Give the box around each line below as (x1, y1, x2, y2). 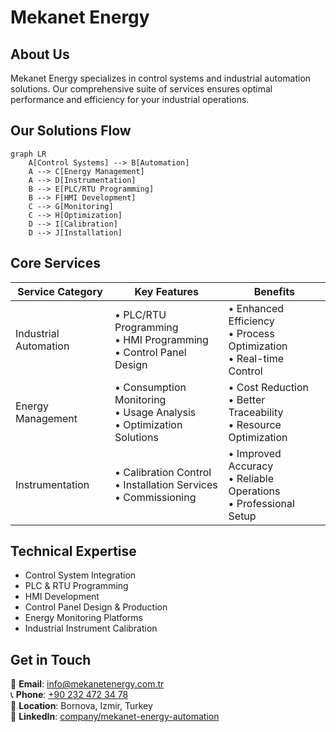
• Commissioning (114, 490, 197, 504)
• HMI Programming (114, 332, 209, 346)
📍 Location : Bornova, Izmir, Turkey (10, 700, 153, 712)
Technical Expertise (10, 543, 137, 560)
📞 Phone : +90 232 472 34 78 (10, 689, 129, 701)
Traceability (228, 405, 284, 419)
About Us (10, 46, 70, 63)
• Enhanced (228, 301, 285, 315)
